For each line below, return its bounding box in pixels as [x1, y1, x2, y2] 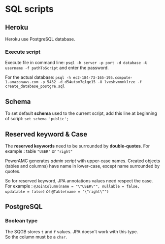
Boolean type [5, 217, 38, 224]
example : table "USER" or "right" [5, 148, 73, 154]
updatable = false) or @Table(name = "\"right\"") [5, 188, 109, 194]
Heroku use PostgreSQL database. [5, 36, 75, 42]
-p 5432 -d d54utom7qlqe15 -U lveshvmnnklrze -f [40, 80, 142, 85]
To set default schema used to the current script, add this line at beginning [5, 110, 157, 116]
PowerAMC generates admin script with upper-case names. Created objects [5, 158, 160, 164]
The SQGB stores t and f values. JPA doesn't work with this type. [5, 228, 138, 235]
